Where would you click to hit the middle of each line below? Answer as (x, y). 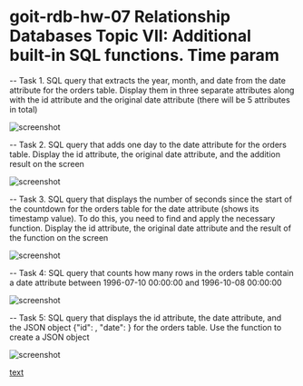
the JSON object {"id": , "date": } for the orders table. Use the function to (146, 327)
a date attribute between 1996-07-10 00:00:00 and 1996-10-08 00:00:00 (146, 282)
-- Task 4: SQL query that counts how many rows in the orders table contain (152, 272)
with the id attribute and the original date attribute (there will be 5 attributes (150, 99)
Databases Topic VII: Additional (131, 36)
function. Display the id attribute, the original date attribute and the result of (151, 228)
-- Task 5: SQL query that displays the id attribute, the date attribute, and (146, 317)
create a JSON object (49, 337)
